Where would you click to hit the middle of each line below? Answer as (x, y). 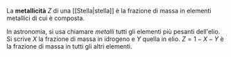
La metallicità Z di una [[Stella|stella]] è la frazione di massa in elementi (109, 11)
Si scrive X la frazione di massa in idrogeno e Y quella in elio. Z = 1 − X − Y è (115, 39)
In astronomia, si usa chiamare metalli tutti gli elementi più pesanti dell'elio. (113, 32)
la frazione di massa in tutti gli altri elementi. (69, 46)
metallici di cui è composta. (45, 18)
